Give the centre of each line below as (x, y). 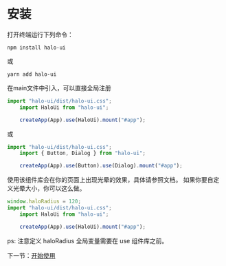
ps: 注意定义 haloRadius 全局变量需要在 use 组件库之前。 (88, 241)
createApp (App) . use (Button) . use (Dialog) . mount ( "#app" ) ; (101, 166)
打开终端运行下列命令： (40, 34)
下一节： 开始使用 (31, 255)
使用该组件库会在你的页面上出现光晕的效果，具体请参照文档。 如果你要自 (110, 180)
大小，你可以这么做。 (55, 188)
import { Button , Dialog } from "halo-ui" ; (83, 153)
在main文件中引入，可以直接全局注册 (59, 88)
